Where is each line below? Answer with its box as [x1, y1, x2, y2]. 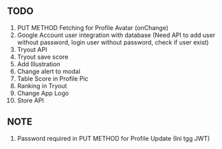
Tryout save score [16, 53, 69, 61]
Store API [16, 96, 45, 105]
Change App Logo [16, 89, 69, 97]
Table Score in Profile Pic [16, 74, 89, 83]
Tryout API [16, 45, 47, 53]
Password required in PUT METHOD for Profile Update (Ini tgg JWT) [16, 134, 210, 142]
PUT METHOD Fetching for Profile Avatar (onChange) [16, 23, 169, 31]
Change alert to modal [16, 67, 80, 75]
